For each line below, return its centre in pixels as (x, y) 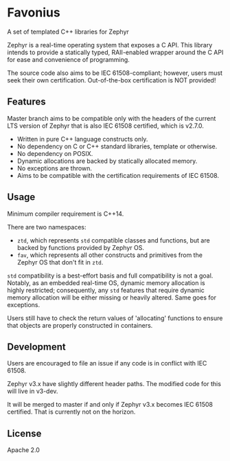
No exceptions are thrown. (55, 168)
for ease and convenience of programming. (69, 59)
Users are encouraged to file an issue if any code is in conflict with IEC (107, 363)
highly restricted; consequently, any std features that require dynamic (106, 290)
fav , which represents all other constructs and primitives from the (110, 255)
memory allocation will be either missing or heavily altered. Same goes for (112, 297)
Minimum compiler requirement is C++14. (66, 214)
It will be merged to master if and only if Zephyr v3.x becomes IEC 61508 (110, 405)
